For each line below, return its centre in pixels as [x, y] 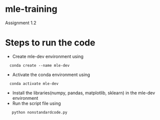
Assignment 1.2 [21, 23]
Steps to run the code [50, 43]
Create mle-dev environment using [48, 56]
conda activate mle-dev [34, 83]
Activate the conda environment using [51, 75]
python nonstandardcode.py [40, 112]
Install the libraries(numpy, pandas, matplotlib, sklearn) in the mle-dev [83, 93]
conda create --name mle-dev [40, 65]
